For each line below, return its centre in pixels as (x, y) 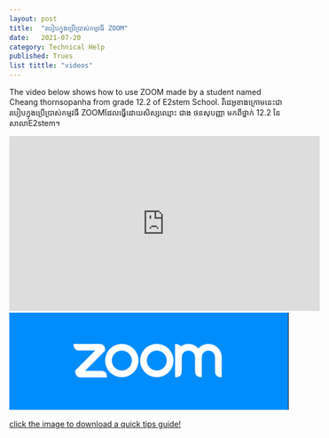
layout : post (33, 19)
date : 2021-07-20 (45, 37)
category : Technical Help (57, 47)
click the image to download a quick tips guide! (95, 424)
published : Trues (41, 56)
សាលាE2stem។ (35, 123)
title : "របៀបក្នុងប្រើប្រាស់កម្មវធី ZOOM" (69, 28)
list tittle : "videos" (51, 66)
